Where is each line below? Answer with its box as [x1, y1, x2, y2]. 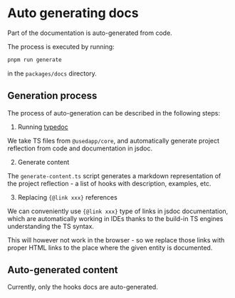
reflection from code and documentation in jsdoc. [7, 144, 153, 153]
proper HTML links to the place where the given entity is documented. [7, 243, 213, 252]
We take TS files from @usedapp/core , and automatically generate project [7, 136, 219, 145]
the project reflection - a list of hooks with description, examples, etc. [7, 179, 211, 187]
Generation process [7, 90, 98, 102]
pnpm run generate [7, 56, 62, 63]
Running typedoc [17, 123, 69, 131]
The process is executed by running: [7, 42, 115, 51]
